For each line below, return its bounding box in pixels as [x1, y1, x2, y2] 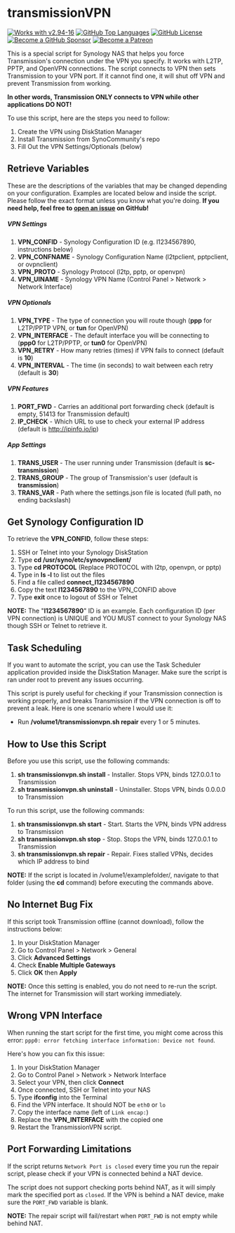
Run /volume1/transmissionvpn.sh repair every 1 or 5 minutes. [17, 718, 201, 726]
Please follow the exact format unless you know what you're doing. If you [7, 196, 220, 204]
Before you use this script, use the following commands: [7, 757, 170, 765]
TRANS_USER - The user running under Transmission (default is [17, 458, 203, 467]
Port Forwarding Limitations [7, 1143, 132, 1155]
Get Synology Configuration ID [7, 516, 144, 528]
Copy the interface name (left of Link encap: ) [17, 1108, 149, 1116]
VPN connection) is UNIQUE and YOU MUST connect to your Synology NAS [7, 614, 227, 622]
